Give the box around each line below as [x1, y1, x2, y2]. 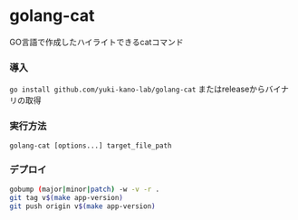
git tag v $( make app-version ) [9, 193, 124, 202]
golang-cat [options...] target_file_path [9, 141, 172, 150]
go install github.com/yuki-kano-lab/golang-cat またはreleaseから [9, 83, 265, 95]
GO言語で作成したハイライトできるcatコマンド [9, 36, 184, 47]
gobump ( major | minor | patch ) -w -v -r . [9, 185, 160, 194]
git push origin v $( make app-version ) [9, 201, 156, 211]
